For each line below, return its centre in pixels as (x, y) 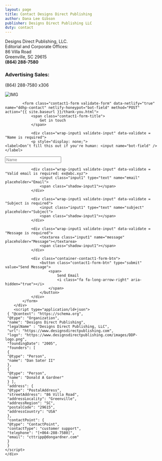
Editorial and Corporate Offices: (37, 47)
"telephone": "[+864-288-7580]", (41, 433)
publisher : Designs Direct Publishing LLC (49, 23)
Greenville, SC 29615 (26, 57)
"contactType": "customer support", (44, 429)
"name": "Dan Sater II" (31, 361)
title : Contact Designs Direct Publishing (49, 14)
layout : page (18, 9)
